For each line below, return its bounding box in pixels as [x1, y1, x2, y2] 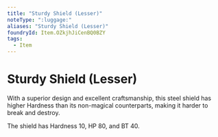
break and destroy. [7, 108, 60, 116]
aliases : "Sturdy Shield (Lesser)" [7, 23, 109, 29]
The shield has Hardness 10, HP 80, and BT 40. [7, 121, 141, 130]
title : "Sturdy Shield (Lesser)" [7, 10, 103, 17]
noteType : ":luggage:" [7, 16, 72, 23]
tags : [7, 36, 23, 42]
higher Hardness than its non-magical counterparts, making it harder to [7, 101, 208, 110]
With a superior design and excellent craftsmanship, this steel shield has [7, 94, 211, 102]
